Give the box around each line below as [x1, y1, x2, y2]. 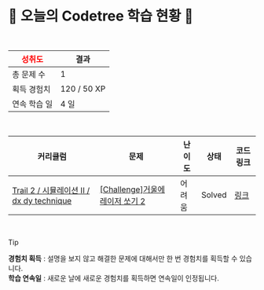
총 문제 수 [12, 68, 46, 79]
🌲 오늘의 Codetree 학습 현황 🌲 [8, 7, 194, 25]
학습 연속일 [8, 273, 42, 283]
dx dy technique [12, 195, 72, 206]
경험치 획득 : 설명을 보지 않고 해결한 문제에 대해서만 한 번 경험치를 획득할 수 [8, 253, 238, 263]
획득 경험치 [12, 83, 51, 94]
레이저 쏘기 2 [99, 196, 146, 207]
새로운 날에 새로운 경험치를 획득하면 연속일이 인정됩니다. [46, 273, 220, 283]
